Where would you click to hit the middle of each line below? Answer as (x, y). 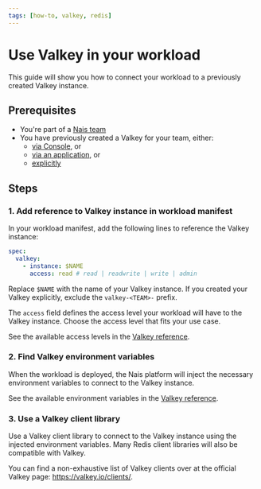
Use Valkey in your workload (105, 54)
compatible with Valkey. (47, 453)
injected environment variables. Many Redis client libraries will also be (123, 444)
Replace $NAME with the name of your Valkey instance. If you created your (128, 289)
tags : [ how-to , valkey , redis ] (60, 16)
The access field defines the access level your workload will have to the (125, 312)
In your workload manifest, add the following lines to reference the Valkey (129, 228)
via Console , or (56, 146)
